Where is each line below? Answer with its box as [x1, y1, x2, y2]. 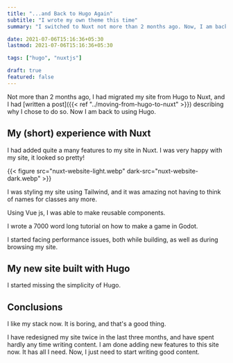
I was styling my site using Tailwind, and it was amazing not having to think [7, 187, 221, 196]
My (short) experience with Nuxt [7, 128, 151, 140]
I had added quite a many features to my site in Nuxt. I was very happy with [7, 146, 223, 154]
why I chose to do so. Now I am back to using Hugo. [7, 107, 156, 115]
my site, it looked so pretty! [7, 153, 85, 162]
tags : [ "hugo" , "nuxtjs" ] [7, 55, 82, 62]
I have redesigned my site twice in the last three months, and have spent [7, 333, 214, 341]
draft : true [7, 67, 42, 74]
